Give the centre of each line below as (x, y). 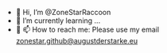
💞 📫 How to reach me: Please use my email (87, 29)
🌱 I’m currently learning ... (58, 21)
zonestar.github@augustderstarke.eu (76, 41)
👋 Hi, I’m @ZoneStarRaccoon (63, 12)
